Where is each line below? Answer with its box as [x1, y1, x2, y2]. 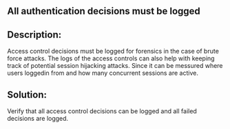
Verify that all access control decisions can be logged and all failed [7, 107, 198, 115]
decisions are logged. [7, 115, 69, 123]
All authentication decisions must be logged [7, 5, 201, 17]
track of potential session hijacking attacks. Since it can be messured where [7, 62, 223, 70]
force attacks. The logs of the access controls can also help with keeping [7, 54, 215, 62]
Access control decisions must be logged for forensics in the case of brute [7, 47, 219, 56]
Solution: [7, 89, 47, 100]
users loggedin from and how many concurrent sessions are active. [7, 69, 198, 78]
